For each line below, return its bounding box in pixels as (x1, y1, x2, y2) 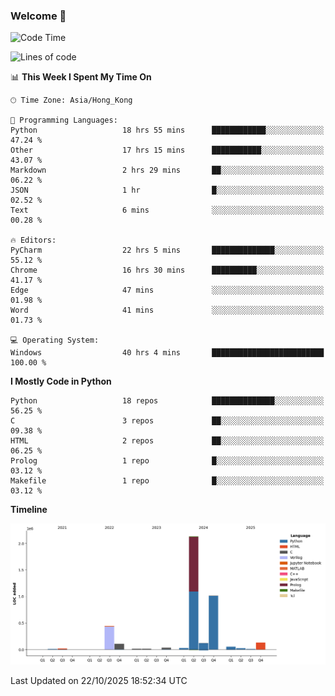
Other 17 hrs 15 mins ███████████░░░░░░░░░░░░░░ (10, 145, 325, 156)
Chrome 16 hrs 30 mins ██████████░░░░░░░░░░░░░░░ (10, 265, 325, 276)
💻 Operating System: (10, 335, 100, 346)
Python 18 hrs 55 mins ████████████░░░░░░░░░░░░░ (10, 125, 325, 136)
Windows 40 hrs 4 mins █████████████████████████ (10, 348, 325, 358)
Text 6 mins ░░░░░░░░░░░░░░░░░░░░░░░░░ (10, 205, 325, 216)
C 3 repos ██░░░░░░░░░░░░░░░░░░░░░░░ (10, 416, 325, 426)
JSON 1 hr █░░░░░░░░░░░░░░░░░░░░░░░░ (10, 185, 325, 196)
